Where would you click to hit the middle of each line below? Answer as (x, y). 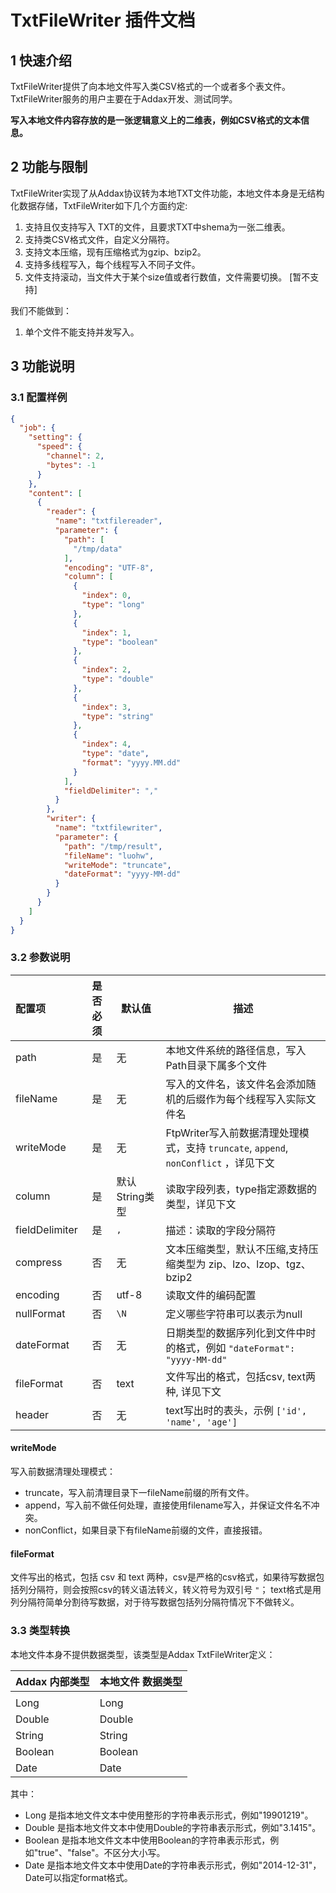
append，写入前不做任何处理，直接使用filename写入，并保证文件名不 (168, 1505)
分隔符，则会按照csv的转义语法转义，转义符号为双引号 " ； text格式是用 (174, 1590)
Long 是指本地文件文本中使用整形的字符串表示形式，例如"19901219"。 (169, 1815)
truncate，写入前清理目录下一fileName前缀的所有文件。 (139, 1492)
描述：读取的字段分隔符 (221, 1230)
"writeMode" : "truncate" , (117, 865)
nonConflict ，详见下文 (220, 1163)
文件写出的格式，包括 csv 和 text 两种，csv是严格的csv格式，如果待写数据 (163, 1577)
